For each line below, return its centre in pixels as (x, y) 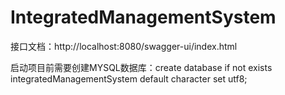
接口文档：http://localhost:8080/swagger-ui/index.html (124, 46)
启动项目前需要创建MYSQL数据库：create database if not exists (141, 67)
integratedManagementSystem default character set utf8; (129, 78)
